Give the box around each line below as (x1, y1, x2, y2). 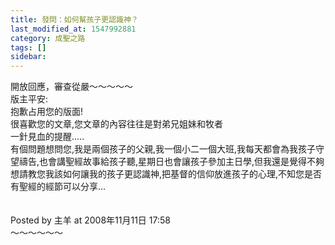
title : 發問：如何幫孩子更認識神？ (10, 14, 139, 25)
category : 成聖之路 (10, 33, 86, 43)
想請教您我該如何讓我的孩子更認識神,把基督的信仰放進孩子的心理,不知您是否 (10, 168, 323, 180)
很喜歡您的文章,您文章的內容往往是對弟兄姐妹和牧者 (10, 118, 224, 130)
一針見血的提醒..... (10, 131, 85, 143)
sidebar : (10, 52, 47, 62)
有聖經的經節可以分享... (10, 181, 107, 193)
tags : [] (10, 42, 47, 53)
